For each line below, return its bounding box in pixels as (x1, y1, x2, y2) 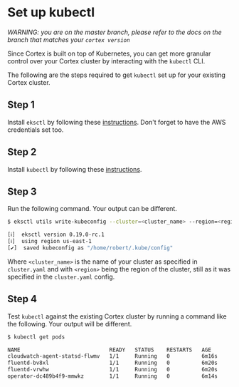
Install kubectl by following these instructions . (7, 165, 142, 173)
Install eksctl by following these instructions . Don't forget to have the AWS (7, 118, 226, 126)
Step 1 (7, 99, 36, 111)
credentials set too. (7, 125, 64, 134)
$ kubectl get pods (7, 333, 65, 341)
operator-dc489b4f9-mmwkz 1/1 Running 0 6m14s (7, 373, 218, 380)
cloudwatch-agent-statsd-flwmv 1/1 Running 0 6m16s (7, 353, 218, 360)
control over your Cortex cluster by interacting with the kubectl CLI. (7, 56, 206, 65)
